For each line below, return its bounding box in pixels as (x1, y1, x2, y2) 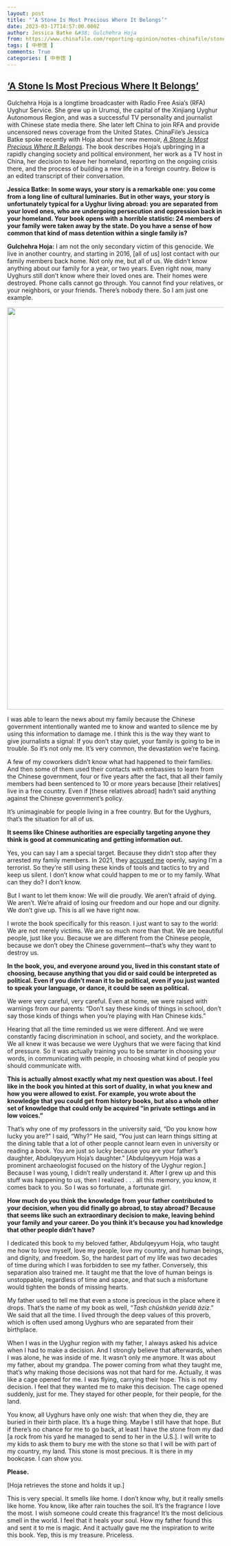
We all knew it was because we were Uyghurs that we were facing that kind (7, 1039, 221, 1047)
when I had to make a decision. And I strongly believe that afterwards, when (7, 1346, 222, 1354)
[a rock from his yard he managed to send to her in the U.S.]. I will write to (7, 1432, 217, 1441)
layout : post (7, 10, 45, 17)
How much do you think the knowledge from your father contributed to (7, 1196, 213, 1204)
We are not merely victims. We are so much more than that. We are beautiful (7, 926, 223, 935)
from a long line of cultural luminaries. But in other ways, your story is (7, 192, 210, 200)
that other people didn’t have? (7, 1226, 95, 1234)
